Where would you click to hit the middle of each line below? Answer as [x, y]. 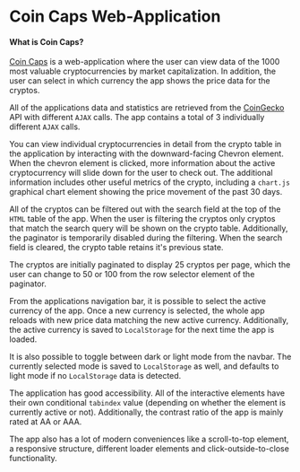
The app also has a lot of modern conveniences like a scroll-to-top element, [149, 439]
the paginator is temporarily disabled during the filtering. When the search [146, 238]
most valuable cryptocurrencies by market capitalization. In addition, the [142, 71]
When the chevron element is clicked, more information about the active [142, 163]
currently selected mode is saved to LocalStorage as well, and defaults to [144, 366]
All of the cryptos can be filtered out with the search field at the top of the [145, 209]
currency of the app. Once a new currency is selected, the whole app [137, 310]
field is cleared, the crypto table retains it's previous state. [116, 248]
